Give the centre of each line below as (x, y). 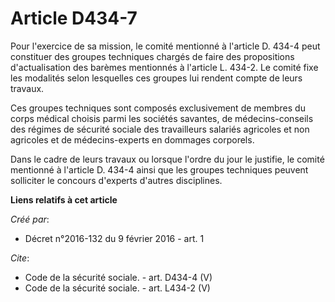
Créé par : (30, 219)
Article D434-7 (74, 18)
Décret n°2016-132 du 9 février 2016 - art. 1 (114, 238)
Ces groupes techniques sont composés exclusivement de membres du (158, 108)
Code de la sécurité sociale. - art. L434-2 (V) (117, 288)
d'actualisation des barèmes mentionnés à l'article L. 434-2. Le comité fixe (164, 67)
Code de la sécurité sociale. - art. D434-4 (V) (118, 277)
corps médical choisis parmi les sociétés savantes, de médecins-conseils (162, 118)
